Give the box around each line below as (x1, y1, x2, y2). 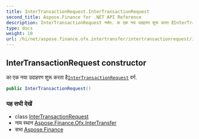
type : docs (6, 25, 33, 31)
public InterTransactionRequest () (6, 85, 92, 92)
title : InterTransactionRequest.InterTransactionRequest (6, 8, 150, 15)
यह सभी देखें (6, 99, 33, 108)
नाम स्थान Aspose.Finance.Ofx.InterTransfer (14, 119, 117, 126)
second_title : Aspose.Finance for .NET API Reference (6, 14, 142, 20)
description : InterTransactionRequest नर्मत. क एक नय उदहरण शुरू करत (6, 20, 169, 25)
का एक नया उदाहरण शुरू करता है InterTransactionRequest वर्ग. (6, 73, 137, 80)
